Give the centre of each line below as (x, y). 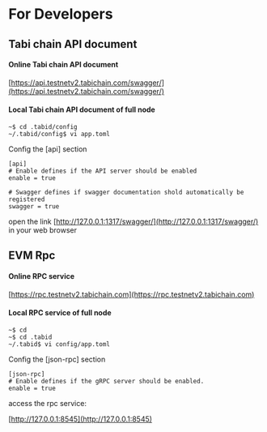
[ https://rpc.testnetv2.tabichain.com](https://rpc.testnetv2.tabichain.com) (131, 294)
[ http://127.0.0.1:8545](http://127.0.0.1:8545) (80, 419)
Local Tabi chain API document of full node (82, 109)
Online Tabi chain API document (64, 65)
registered (27, 199)
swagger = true (34, 206)
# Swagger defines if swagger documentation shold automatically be (126, 192)
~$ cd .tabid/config (43, 126)
